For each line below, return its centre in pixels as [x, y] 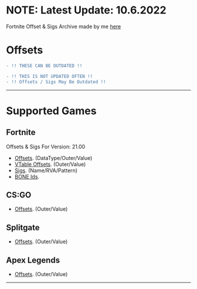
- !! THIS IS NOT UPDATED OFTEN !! [50, 76]
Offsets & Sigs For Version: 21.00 [46, 147]
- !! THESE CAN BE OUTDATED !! [44, 66]
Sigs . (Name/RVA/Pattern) [46, 170]
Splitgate [23, 227]
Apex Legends [33, 260]
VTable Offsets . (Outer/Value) [50, 164]
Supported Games [51, 110]
